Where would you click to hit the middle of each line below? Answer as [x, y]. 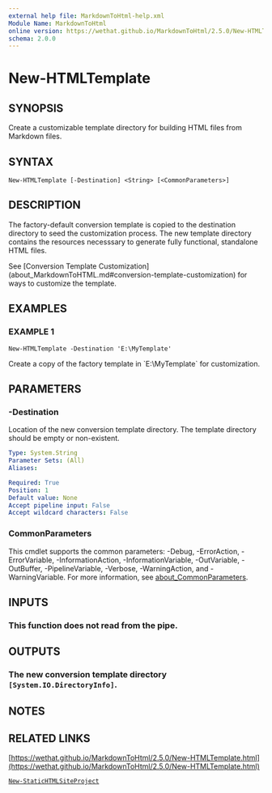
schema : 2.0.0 [32, 38]
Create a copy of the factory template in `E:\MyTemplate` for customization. [134, 363]
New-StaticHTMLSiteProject [54, 782]
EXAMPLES [38, 309]
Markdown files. [35, 136]
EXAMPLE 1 [32, 332]
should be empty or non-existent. [64, 439]
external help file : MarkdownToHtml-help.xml [86, 16]
